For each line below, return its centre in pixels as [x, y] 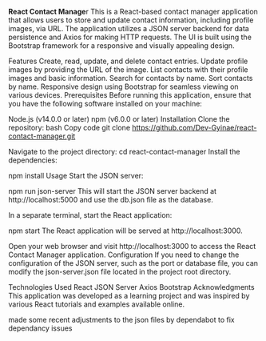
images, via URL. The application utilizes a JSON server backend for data [129, 28]
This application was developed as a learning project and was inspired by [129, 296]
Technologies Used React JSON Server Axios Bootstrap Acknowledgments [131, 287]
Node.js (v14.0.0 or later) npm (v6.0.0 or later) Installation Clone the [119, 119]
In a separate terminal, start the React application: [90, 215]
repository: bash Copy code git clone [69, 128]
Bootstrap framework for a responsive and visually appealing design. [121, 46]
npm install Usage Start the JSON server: [76, 176]
